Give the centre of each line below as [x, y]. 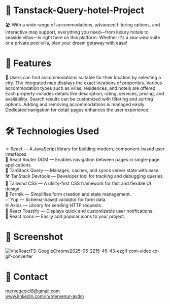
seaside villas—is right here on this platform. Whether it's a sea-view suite [83, 37]
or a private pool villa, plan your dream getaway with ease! [66, 43]
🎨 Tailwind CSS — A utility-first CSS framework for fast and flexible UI [78, 183]
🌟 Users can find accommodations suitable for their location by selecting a [83, 77]
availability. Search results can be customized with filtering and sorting [79, 99]
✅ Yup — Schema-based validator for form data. [56, 199]
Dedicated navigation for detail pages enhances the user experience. [77, 110]
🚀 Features [28, 63]
